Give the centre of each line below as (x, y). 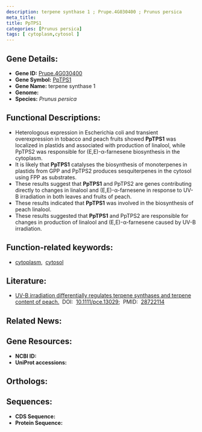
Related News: (34, 321)
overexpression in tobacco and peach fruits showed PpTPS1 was (96, 139)
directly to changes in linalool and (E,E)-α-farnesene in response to (98, 190)
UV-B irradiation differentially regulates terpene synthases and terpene (103, 296)
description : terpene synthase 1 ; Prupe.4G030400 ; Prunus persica (94, 12)
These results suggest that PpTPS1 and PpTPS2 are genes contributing (103, 183)
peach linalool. (33, 209)
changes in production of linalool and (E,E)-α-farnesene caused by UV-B (105, 222)
